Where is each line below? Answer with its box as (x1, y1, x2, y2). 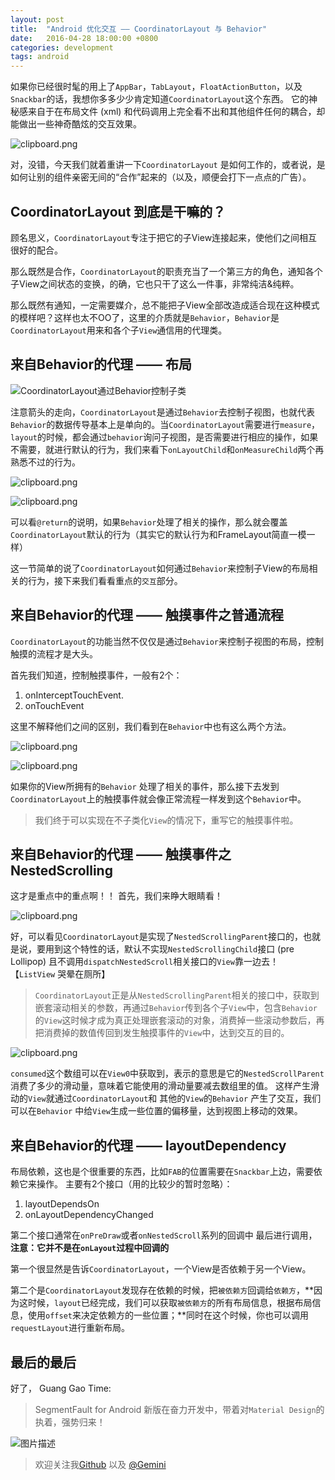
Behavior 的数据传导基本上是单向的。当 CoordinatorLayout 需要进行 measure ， (10, 418, 321, 430)
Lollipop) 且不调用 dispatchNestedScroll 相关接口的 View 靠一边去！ (10, 956, 279, 968)
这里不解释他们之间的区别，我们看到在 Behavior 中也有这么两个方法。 (10, 720, 292, 732)
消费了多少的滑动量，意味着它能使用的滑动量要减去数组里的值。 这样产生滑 (10, 1080, 320, 1092)
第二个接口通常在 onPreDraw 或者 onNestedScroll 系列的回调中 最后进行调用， (10, 1229, 318, 1241)
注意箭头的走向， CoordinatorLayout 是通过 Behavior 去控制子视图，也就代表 (10, 406, 315, 418)
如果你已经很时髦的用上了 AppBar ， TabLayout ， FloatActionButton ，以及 (10, 81, 303, 93)
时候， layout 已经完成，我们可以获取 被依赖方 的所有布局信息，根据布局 (27, 1297, 313, 1309)
